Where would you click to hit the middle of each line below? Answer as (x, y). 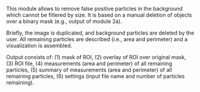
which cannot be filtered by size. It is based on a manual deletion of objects (99, 15)
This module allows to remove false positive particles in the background (95, 9)
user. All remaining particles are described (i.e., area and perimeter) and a (97, 39)
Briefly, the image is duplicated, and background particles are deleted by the (100, 33)
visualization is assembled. (39, 45)
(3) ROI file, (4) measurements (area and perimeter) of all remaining (89, 63)
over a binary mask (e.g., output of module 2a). (64, 21)
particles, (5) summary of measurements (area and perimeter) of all (89, 70)
